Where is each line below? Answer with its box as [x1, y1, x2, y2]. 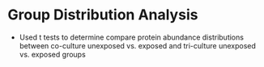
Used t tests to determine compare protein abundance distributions [19, 32, 245, 42]
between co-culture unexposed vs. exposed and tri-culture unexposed [19, 40, 257, 50]
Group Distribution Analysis [7, 6, 198, 24]
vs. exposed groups [19, 49, 86, 59]
